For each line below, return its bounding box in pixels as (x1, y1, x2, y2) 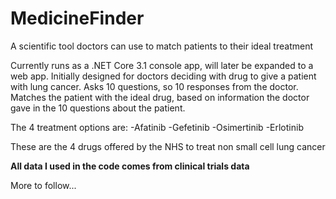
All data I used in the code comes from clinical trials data (10, 160, 250, 172)
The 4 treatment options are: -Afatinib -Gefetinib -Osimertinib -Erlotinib (10, 121, 304, 133)
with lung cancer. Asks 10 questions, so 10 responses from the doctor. (10, 80, 299, 92)
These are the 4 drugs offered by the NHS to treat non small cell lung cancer (10, 140, 326, 152)
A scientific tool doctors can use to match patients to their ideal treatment (10, 40, 314, 52)
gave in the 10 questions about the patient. (10, 102, 186, 114)
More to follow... (10, 179, 77, 191)
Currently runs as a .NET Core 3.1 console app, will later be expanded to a (10, 59, 314, 71)
